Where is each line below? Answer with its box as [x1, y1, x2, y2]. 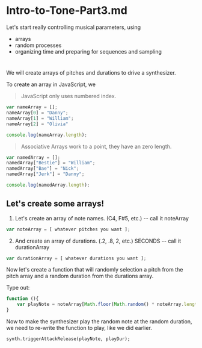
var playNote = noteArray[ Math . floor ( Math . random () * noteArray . [17, 302, 185, 308]
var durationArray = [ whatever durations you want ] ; [6, 255, 147, 261]
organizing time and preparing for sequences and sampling [14, 48, 162, 55]
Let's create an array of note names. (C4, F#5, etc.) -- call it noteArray [14, 214, 189, 222]
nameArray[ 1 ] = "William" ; [6, 115, 74, 121]
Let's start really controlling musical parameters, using [6, 23, 141, 31]
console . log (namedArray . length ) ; [6, 182, 90, 188]
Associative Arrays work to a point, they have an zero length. [20, 143, 172, 150]
